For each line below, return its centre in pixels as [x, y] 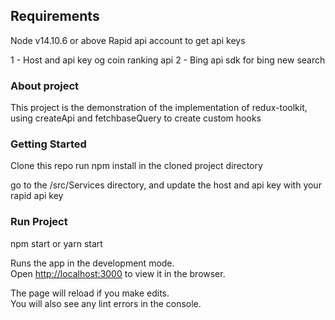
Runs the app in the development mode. [92, 263]
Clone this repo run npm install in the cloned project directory [136, 166]
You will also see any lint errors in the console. [106, 303]
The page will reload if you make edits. [90, 293]
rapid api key [37, 196]
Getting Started [48, 144]
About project [45, 86]
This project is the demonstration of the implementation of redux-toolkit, [159, 108]
